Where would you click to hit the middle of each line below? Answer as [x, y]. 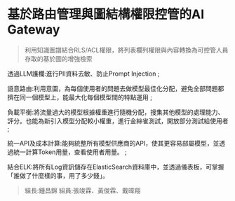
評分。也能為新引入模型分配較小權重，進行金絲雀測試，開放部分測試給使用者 [118, 120]
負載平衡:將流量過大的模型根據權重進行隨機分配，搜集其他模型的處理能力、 [116, 112]
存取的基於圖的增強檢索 [58, 58]
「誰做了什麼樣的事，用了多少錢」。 [58, 175]
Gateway [34, 30]
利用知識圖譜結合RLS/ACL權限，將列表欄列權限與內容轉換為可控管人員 [126, 50]
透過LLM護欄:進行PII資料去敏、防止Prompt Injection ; [83, 74]
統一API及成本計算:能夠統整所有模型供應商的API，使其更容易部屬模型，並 [113, 143]
